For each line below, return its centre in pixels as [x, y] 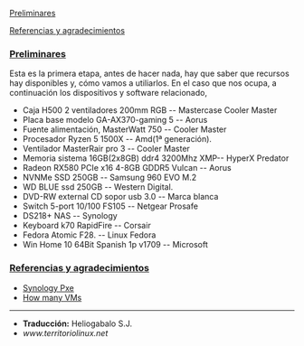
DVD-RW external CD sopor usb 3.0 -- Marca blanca [120, 197]
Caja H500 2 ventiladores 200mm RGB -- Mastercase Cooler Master [150, 110]
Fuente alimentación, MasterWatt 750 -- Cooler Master [124, 129]
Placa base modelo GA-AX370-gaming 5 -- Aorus [115, 120]
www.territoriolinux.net [65, 332]
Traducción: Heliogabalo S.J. [77, 323]
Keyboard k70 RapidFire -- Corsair [86, 226]
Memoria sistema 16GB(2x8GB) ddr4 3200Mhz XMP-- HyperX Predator [156, 158]
